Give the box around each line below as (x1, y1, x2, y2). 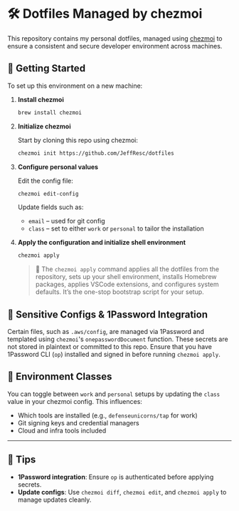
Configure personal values (17, 162, 98, 171)
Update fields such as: (17, 203, 84, 211)
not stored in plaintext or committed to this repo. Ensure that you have (7, 343, 212, 351)
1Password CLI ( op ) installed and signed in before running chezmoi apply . (7, 350, 221, 359)
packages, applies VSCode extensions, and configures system (35, 280, 219, 289)
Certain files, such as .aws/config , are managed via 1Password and (7, 328, 204, 336)
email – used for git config (28, 217, 105, 226)
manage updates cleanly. (17, 495, 92, 504)
